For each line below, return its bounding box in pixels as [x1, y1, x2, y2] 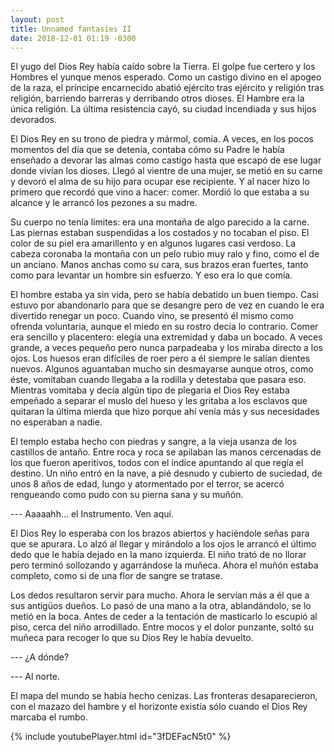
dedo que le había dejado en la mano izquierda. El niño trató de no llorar [10, 549, 307, 561]
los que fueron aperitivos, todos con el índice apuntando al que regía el [10, 457, 304, 469]
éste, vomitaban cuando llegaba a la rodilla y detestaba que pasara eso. [10, 374, 307, 386]
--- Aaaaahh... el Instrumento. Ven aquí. [10, 508, 174, 520]
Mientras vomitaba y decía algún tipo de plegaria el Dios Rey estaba [10, 384, 290, 396]
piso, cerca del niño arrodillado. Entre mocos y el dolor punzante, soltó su [10, 621, 314, 633]
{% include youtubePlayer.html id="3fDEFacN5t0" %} [10, 731, 232, 743]
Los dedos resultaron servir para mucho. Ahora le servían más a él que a [10, 589, 310, 601]
